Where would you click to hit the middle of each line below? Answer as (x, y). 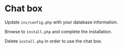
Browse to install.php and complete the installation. (59, 31)
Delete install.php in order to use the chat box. (54, 41)
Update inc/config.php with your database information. (61, 22)
